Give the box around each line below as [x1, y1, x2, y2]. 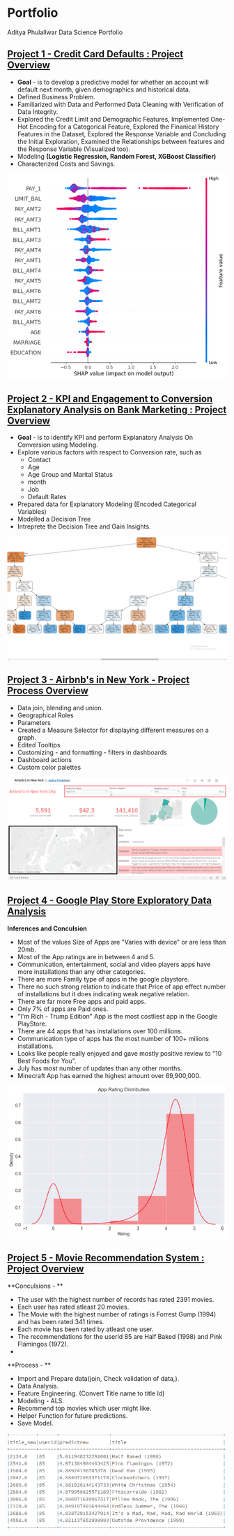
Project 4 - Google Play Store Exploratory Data [7, 895, 212, 907]
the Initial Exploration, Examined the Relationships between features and [17, 137, 225, 145]
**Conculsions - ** [7, 1282, 63, 1290]
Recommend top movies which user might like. [17, 1404, 152, 1412]
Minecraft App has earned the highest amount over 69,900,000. [17, 1071, 201, 1079]
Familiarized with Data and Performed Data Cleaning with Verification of [17, 100, 224, 108]
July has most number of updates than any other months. [17, 1064, 182, 1072]
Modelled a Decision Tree [17, 515, 91, 524]
